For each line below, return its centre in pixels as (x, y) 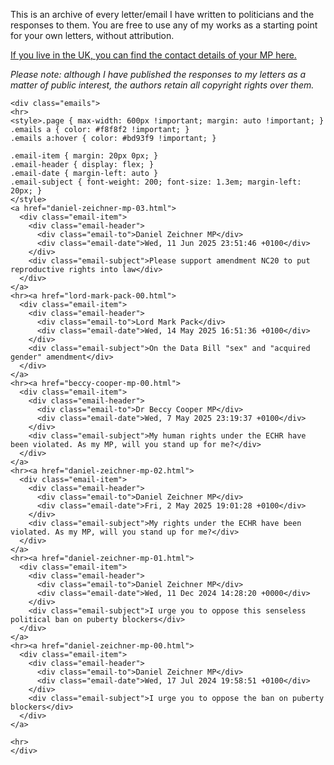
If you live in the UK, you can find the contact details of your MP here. (153, 55)
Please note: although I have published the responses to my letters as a (158, 74)
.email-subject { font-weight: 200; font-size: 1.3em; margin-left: (156, 182)
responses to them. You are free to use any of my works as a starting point (164, 25)
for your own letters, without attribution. (92, 35)
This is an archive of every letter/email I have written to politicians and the (162, 14)
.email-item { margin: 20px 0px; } (84, 156)
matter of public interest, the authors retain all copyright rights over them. (162, 85)
